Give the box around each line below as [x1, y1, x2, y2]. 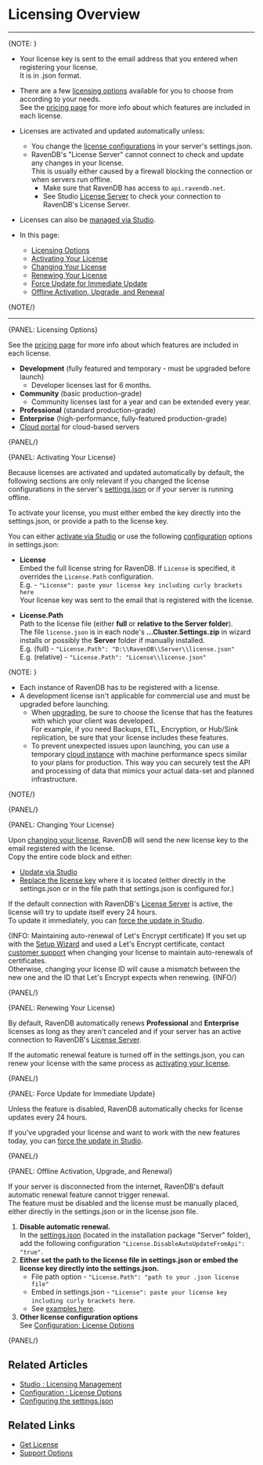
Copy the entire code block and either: [8, 852, 132, 861]
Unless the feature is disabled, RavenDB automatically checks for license [8, 1104, 243, 1113]
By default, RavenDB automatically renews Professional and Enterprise [8, 1018, 240, 1028]
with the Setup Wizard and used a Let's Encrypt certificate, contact [8, 939, 225, 948]
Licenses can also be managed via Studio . [19, 214, 157, 225]
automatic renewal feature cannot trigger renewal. [8, 1189, 170, 1199]
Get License [19, 1439, 59, 1449]
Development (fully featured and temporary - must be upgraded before [19, 364, 250, 373]
